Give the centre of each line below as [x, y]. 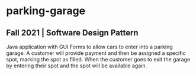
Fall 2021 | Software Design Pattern [72, 33]
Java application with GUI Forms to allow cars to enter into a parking [89, 47]
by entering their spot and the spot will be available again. [76, 66]
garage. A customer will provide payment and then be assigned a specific [96, 53]
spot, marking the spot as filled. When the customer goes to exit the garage [98, 59]
